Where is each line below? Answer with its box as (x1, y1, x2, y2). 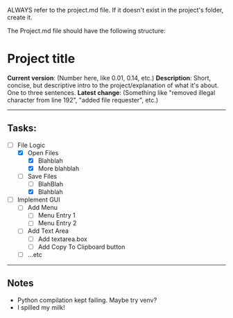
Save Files (27, 173, 58, 180)
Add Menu (27, 204, 58, 212)
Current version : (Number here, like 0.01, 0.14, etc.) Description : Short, (7, 73, 212, 82)
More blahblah (37, 164, 80, 173)
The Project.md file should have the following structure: (7, 27, 166, 35)
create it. (7, 13, 33, 21)
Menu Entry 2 (37, 219, 77, 227)
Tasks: (7, 123, 37, 134)
